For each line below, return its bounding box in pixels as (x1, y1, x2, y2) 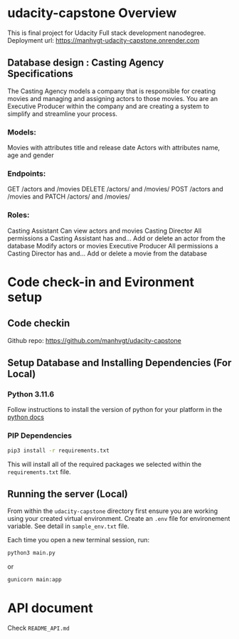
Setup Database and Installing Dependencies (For (7, 357, 232, 369)
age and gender (7, 151, 55, 159)
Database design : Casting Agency (7, 57, 164, 69)
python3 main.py (7, 549, 55, 556)
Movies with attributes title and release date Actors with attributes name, (7, 144, 221, 152)
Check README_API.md (7, 624, 70, 632)
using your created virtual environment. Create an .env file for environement (7, 514, 230, 523)
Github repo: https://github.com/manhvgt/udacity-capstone (7, 336, 181, 344)
